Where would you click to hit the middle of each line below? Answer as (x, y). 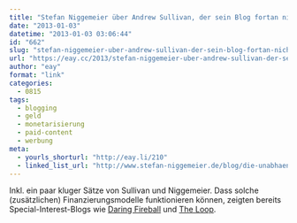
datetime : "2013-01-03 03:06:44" (71, 34)
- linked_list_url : (53, 165)
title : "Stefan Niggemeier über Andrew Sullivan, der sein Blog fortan (144, 17)
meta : (19, 149)
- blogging (37, 108)
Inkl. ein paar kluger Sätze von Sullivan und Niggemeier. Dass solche (134, 190)
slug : (19, 50)
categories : (31, 83)
